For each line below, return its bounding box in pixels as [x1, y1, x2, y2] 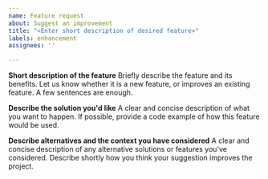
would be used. [8, 120, 59, 130]
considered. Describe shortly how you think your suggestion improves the [8, 153, 253, 163]
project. [8, 161, 35, 171]
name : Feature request [8, 11, 84, 20]
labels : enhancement [8, 34, 78, 43]
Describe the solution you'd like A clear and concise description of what [8, 104, 250, 113]
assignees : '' [8, 42, 56, 50]
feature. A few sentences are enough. [8, 87, 133, 97]
